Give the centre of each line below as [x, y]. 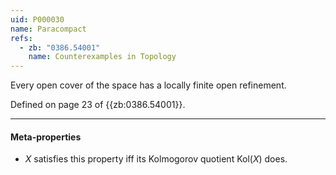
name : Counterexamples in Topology [102, 57]
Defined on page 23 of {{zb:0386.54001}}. [98, 105]
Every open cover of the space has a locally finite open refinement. [148, 85]
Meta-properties [46, 137]
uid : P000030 [37, 19]
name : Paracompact [48, 29]
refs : [21, 38]
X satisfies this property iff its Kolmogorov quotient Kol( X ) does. [156, 159]
